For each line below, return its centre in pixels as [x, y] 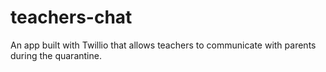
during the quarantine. [56, 55]
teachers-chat [71, 17]
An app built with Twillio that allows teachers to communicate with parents [163, 45]
